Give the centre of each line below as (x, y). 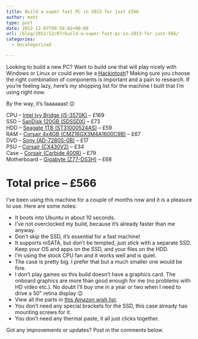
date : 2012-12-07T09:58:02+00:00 (47, 28)
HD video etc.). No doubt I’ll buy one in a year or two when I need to (98, 287)
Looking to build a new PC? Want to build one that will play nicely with (91, 66)
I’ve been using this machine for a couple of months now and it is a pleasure (99, 199)
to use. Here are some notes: (41, 206)
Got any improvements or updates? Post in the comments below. (85, 330)
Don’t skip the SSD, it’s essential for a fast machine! (77, 236)
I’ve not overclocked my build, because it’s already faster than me (95, 224)
